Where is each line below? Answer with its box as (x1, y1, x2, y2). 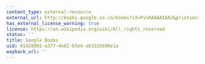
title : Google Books (6, 37, 59, 43)
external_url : (6, 15, 43, 21)
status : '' (6, 32, 34, 38)
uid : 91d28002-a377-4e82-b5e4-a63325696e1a (6, 43, 119, 49)
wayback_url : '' (6, 49, 48, 55)
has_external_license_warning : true (6, 20, 99, 26)
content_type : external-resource (6, 9, 92, 15)
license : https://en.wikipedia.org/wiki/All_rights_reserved (6, 26, 165, 32)
